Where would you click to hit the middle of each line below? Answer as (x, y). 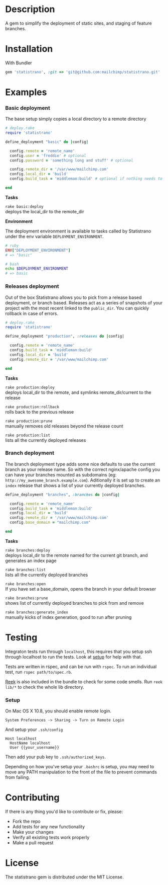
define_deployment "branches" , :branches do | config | (63, 495)
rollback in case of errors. (32, 313)
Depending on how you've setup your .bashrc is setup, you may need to (80, 767)
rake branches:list (26, 570)
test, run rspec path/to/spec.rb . (39, 672)
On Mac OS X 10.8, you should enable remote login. (58, 711)
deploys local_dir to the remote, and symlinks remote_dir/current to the (78, 392)
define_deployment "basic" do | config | (47, 142)
